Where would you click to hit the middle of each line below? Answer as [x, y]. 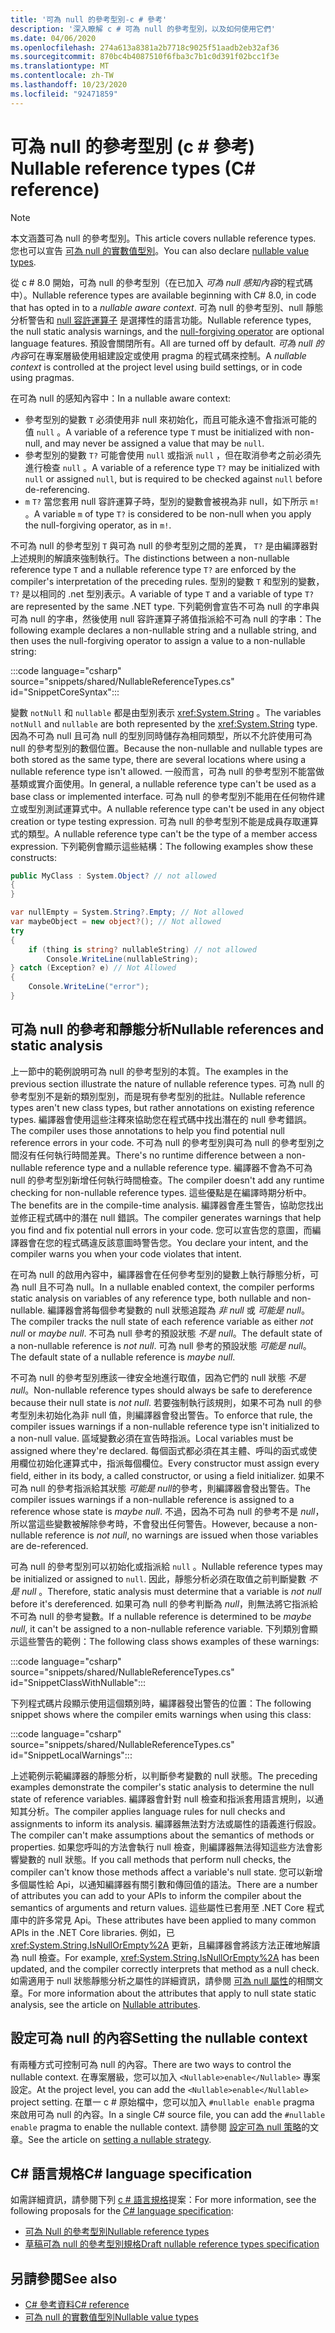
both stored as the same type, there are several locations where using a [158, 759]
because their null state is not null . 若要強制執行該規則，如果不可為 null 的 [162, 1402]
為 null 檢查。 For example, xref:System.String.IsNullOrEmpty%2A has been [165, 1957]
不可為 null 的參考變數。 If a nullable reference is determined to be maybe [161, 1616]
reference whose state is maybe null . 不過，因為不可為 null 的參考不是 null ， [167, 1511]
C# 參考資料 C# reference [77, 2305]
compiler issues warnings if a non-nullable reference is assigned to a [152, 1499]
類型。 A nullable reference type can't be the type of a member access [172, 833]
